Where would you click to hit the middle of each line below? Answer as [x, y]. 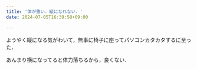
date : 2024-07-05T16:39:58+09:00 [47, 17]
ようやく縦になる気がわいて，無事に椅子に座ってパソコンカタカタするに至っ [99, 40]
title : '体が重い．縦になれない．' [45, 11]
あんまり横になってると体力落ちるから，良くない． [68, 60]
